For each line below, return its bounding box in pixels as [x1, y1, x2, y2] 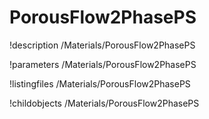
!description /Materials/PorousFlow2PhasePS [9, 39, 196, 51]
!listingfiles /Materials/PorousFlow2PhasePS [9, 77, 191, 90]
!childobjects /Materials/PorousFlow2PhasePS [9, 97, 200, 109]
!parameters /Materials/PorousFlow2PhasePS [9, 58, 197, 70]
